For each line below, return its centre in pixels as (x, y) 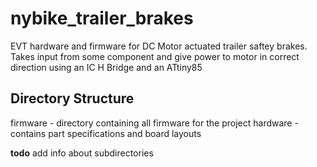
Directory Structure (72, 98)
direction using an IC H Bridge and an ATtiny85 (106, 67)
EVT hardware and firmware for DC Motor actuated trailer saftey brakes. (159, 46)
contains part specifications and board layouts (106, 133)
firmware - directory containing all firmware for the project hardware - (154, 123)
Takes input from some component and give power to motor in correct (155, 56)
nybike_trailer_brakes (102, 18)
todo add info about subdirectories (82, 153)
